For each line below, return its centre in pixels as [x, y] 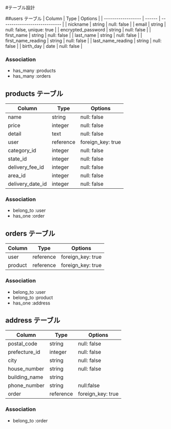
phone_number [26, 386]
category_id [22, 151]
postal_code [23, 344]
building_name [26, 377]
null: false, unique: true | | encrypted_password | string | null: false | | [78, 30]
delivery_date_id [27, 184]
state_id [17, 159]
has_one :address [31, 303]
